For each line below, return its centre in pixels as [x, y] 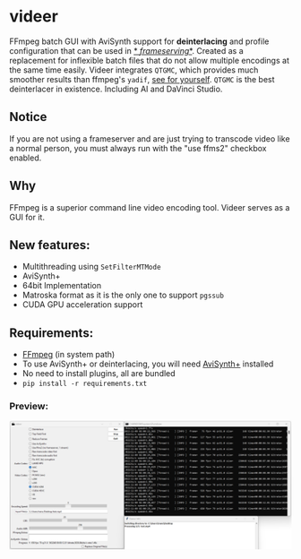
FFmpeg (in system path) [69, 355]
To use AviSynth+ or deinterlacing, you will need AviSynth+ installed [148, 364]
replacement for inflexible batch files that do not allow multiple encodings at [149, 60]
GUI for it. [27, 217]
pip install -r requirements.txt [85, 384]
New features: [50, 245]
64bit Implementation [61, 286]
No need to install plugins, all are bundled [99, 374]
